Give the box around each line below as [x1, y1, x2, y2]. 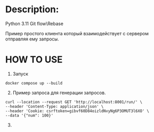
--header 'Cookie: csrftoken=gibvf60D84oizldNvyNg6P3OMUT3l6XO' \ [5, 108, 149, 114]
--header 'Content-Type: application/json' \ [5, 104, 104, 109]
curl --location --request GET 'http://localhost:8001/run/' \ [5, 99, 143, 104]
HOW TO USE [5, 54, 63, 65]
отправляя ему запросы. [5, 36, 60, 42]
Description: [5, 4, 59, 15]
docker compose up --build [5, 80, 63, 85]
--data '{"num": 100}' [5, 113, 54, 118]
